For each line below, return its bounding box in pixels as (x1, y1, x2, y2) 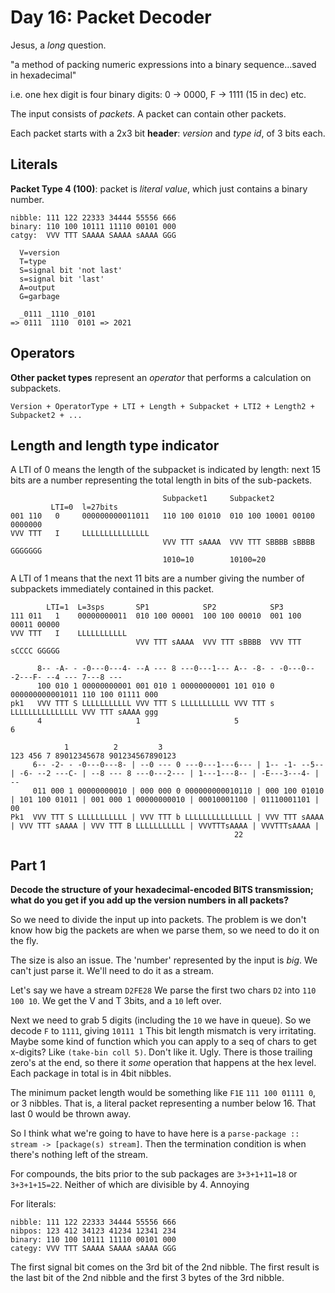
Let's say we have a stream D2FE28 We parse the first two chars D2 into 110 (10, 984, 317, 996)
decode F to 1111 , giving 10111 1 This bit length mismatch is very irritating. (10, 1025, 317, 1037)
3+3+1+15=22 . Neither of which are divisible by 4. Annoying (10, 1179, 250, 1191)
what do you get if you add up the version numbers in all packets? (10, 894, 289, 906)
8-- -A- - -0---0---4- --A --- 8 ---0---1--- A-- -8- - (36, 664, 275, 674)
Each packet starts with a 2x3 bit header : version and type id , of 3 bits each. (10, 127, 326, 139)
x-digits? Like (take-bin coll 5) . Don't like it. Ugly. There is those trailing (10, 1046, 313, 1058)
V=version (19, 247, 60, 258)
